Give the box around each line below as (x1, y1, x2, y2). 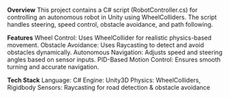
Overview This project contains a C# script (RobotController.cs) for (7, 6, 198, 14)
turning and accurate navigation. (7, 63, 100, 71)
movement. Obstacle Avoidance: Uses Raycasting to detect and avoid (7, 41, 204, 49)
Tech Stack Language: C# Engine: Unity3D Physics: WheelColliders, (7, 76, 201, 84)
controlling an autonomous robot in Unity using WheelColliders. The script (7, 13, 217, 21)
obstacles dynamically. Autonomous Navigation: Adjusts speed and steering (7, 48, 223, 56)
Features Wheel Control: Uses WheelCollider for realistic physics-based (7, 34, 212, 42)
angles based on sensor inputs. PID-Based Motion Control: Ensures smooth (7, 56, 221, 64)
